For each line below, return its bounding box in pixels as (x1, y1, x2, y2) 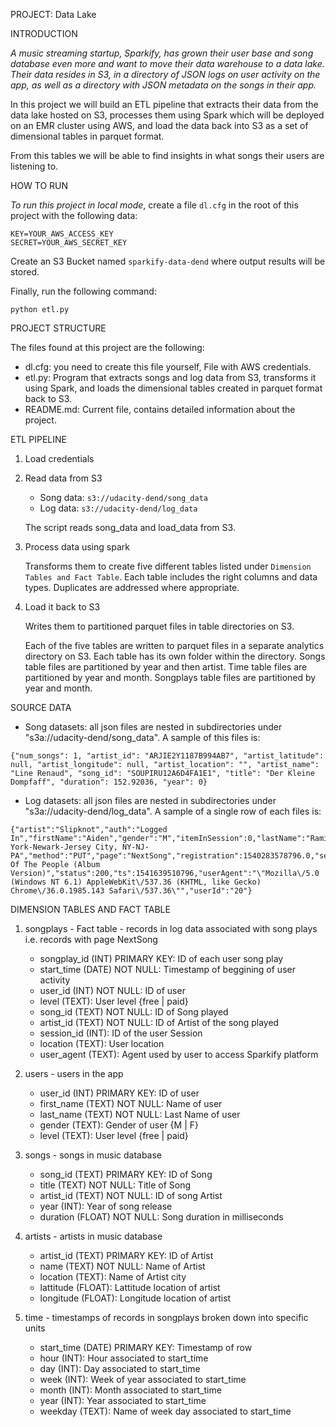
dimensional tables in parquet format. (10, 130, 165, 142)
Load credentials (24, 453, 95, 464)
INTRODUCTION (10, 28, 78, 39)
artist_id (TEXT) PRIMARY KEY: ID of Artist (39, 1250, 214, 1261)
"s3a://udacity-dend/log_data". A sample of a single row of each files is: (24, 805, 322, 817)
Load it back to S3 (24, 601, 101, 613)
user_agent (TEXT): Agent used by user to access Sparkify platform (39, 1049, 319, 1060)
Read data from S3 (24, 472, 103, 484)
